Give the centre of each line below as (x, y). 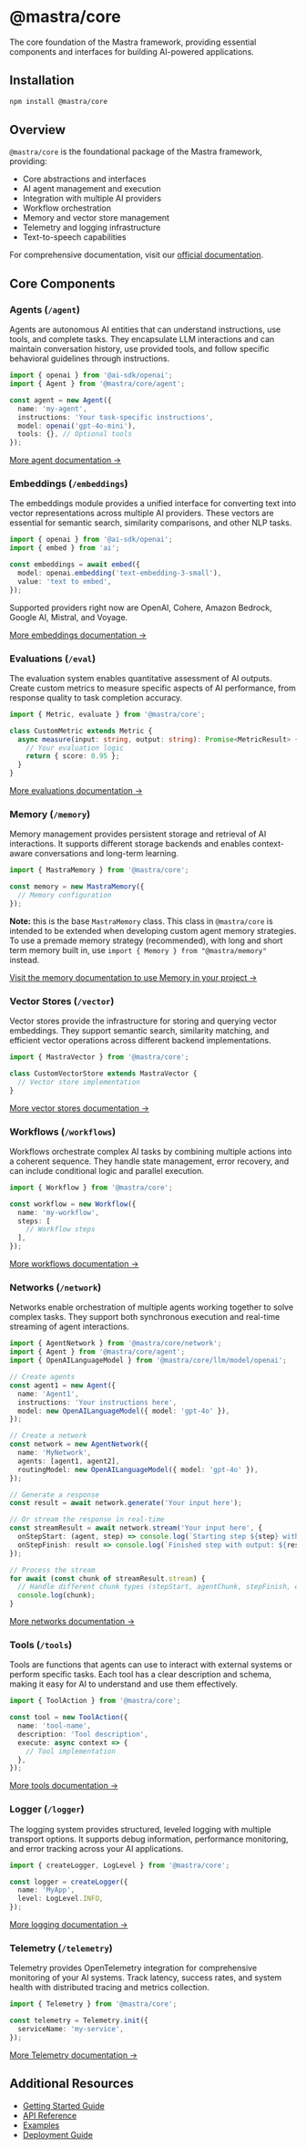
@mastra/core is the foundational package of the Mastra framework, (136, 151)
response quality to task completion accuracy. (96, 697)
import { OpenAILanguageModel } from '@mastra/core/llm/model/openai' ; (148, 1361)
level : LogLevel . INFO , (61, 1899)
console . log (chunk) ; (56, 1595)
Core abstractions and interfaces (84, 179)
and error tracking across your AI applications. (97, 1848)
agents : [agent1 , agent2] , (69, 1461)
